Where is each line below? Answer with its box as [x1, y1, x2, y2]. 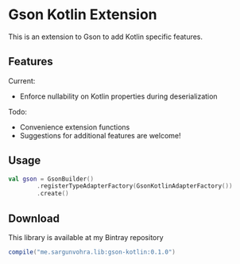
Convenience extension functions [19, 122, 130, 132]
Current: [8, 76, 36, 85]
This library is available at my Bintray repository [8, 233, 165, 242]
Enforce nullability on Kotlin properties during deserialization [19, 91, 218, 101]
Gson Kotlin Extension [8, 6, 157, 24]
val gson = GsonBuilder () [8, 175, 94, 183]
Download [8, 212, 60, 225]
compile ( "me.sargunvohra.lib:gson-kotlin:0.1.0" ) [8, 248, 176, 256]
